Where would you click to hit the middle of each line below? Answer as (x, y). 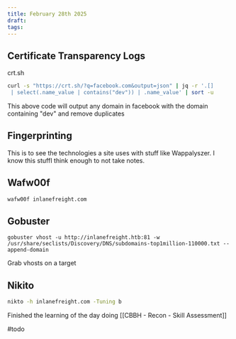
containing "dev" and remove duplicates (66, 113)
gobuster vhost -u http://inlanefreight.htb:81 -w (84, 238)
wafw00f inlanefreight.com (47, 199)
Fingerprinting (40, 136)
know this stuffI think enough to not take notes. (76, 160)
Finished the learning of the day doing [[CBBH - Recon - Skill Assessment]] (117, 315)
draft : (17, 21)
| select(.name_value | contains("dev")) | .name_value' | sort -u (112, 93)
